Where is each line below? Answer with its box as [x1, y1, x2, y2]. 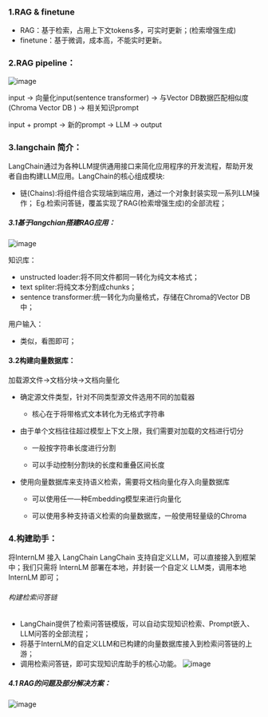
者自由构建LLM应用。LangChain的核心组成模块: [8, 171, 165, 181]
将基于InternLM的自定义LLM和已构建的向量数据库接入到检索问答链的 [19, 639, 246, 648]
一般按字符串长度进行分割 [31, 443, 116, 453]
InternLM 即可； [8, 572, 61, 582]
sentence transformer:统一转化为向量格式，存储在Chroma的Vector [19, 292, 239, 301]
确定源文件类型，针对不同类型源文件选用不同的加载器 [19, 392, 195, 402]
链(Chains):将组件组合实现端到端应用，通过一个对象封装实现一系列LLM [19, 188, 253, 197]
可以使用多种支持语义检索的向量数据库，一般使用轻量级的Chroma [31, 511, 247, 521]
